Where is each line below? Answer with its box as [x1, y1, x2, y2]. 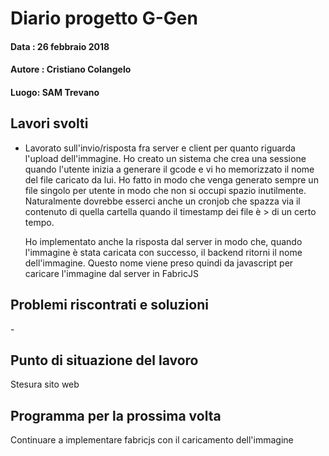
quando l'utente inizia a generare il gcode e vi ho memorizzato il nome [24, 163, 315, 175]
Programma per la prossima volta [10, 407, 222, 424]
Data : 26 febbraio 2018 [10, 40, 110, 52]
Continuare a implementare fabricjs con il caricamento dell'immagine [10, 434, 294, 446]
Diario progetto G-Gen [10, 7, 198, 30]
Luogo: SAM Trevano [10, 86, 100, 98]
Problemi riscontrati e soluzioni [10, 297, 209, 314]
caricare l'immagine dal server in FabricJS [24, 267, 199, 279]
